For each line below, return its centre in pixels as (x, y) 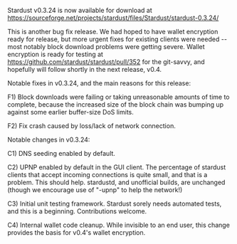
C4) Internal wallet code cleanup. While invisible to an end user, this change (118, 225)
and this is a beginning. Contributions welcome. (77, 211)
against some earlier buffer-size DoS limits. (70, 112)
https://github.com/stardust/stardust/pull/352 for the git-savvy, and (106, 62)
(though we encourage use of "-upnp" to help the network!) (95, 190)
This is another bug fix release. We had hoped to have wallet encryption (113, 32)
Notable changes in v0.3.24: (49, 139)
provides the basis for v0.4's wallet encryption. (77, 233)
